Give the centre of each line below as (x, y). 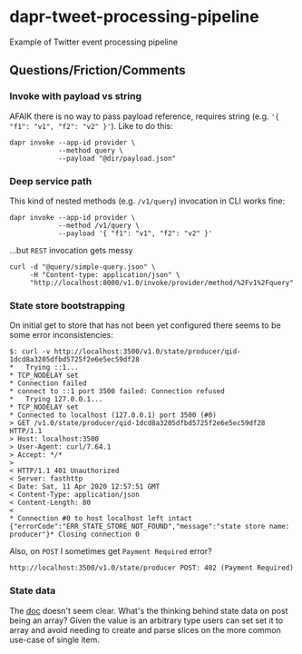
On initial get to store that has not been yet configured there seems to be (145, 325)
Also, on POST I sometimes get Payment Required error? (111, 551)
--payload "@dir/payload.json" (117, 158)
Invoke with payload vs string (76, 96)
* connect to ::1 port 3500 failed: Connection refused (117, 391)
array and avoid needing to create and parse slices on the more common (145, 629)
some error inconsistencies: (61, 335)
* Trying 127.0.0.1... (56, 400)
